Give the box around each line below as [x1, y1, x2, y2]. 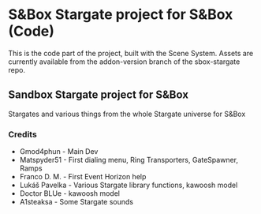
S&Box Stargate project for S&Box [8, 6, 233, 24]
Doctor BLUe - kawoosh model [19, 189, 121, 198]
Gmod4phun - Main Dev [19, 147, 99, 156]
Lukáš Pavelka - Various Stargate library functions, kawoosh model [19, 180, 238, 190]
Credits [8, 129, 37, 140]
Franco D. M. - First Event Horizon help [19, 172, 147, 182]
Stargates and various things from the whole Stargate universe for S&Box [8, 109, 246, 118]
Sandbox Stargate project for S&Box [8, 88, 189, 102]
